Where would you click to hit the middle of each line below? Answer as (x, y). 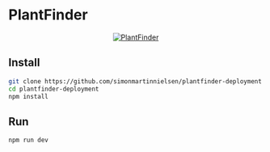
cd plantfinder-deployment (54, 89)
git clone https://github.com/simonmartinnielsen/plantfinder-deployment (135, 81)
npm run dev (28, 140)
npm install (28, 96)
